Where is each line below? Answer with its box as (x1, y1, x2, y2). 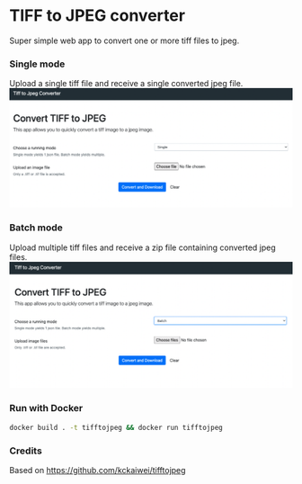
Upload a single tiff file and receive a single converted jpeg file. (9, 78, 244, 89)
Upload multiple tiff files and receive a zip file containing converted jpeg (9, 242, 276, 253)
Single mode (9, 58, 66, 70)
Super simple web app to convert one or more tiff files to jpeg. (9, 35, 240, 46)
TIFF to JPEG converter (9, 5, 186, 26)
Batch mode (9, 221, 63, 234)
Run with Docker (9, 401, 84, 414)
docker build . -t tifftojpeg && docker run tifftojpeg (9, 423, 223, 432)
